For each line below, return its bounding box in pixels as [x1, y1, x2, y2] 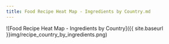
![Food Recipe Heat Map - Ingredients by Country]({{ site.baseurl [6, 25, 163, 32]
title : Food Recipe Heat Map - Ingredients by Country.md [6, 8, 151, 15]
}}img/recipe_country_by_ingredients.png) [6, 31, 107, 38]
